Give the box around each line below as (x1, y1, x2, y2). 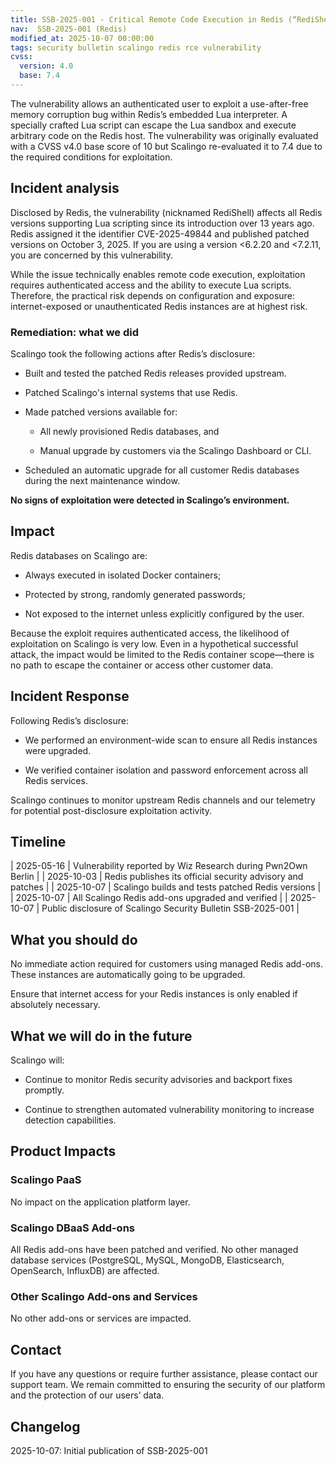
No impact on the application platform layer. (10, 1196, 191, 1208)
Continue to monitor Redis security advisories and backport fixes (24, 1074, 293, 1086)
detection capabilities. (24, 1114, 117, 1126)
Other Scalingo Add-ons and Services (10, 1289, 198, 1303)
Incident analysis (10, 180, 120, 197)
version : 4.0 (19, 61, 74, 71)
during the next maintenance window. (24, 474, 180, 486)
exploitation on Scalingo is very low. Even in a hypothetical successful (10, 637, 299, 650)
